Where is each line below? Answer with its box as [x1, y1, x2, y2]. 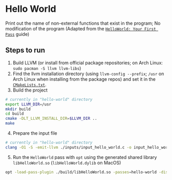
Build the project [12, 87, 48, 93]
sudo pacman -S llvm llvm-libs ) [12, 65, 81, 71]
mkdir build [5, 106, 31, 112]
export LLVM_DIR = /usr [5, 101, 52, 107]
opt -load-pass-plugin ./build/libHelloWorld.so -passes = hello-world [5, 169, 157, 175]
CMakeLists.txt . [12, 81, 47, 87]
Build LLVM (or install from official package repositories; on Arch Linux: [12, 60, 163, 66]
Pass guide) [5, 31, 30, 37]
